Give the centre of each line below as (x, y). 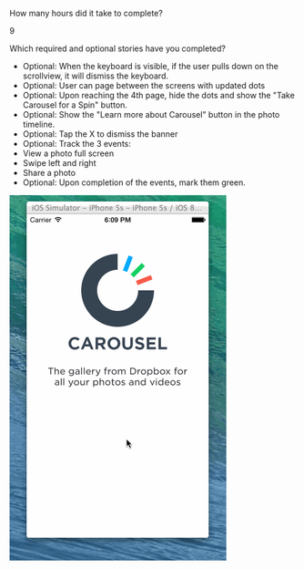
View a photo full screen (68, 153)
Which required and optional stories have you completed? (117, 48)
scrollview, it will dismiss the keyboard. (95, 76)
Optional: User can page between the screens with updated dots (144, 85)
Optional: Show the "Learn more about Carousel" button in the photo (151, 114)
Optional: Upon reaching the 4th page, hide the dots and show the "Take (159, 95)
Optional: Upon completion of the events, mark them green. (134, 182)
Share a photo (49, 173)
